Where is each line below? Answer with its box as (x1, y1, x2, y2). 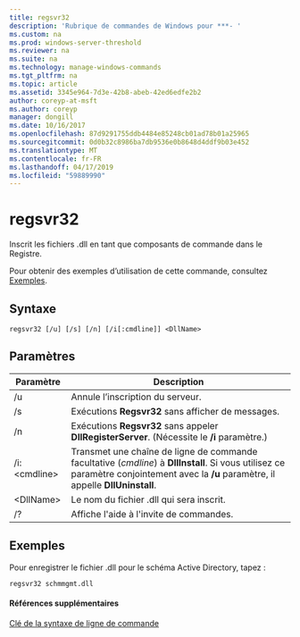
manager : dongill (9, 113, 74, 122)
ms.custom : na (9, 29, 62, 38)
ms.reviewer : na (9, 46, 70, 55)
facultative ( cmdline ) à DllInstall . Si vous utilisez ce (71, 457, 286, 469)
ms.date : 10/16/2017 (9, 122, 87, 130)
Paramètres (9, 349, 76, 365)
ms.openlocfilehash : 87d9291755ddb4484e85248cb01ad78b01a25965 (9, 130, 250, 138)
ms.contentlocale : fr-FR (9, 154, 102, 163)
